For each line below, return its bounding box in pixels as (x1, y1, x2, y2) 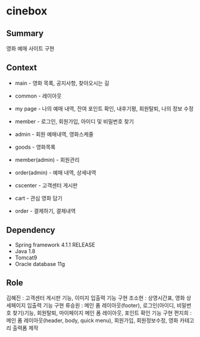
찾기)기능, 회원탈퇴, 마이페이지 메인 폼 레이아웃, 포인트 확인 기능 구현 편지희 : (12, 309, 192, 317)
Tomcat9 (14, 254, 37, 261)
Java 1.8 (14, 247, 36, 255)
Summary (6, 28, 44, 39)
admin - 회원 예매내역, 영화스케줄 (14, 131, 94, 138)
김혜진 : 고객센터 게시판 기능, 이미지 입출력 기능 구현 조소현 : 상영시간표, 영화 (6, 294, 185, 301)
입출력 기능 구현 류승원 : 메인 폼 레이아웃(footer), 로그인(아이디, (26, 302, 176, 309)
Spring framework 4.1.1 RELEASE (14, 241, 95, 248)
